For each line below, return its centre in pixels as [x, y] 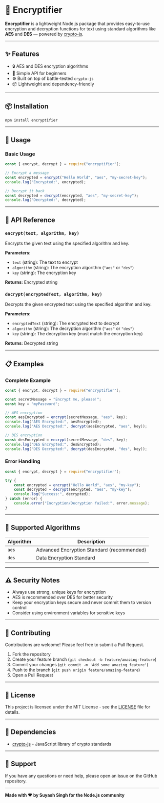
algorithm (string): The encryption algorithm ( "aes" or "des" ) [73, 267]
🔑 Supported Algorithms [43, 528]
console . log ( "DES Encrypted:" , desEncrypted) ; [53, 444]
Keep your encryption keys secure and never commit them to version [82, 602]
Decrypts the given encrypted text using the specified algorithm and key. [78, 304]
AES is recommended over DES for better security [62, 597]
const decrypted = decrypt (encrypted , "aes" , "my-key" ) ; [73, 490]
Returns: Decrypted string [32, 343]
